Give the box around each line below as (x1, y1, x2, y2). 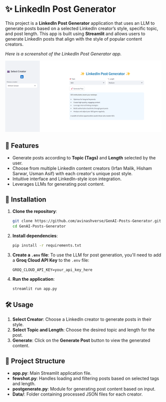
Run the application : (12, 276, 55, 282)
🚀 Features (5, 142, 39, 150)
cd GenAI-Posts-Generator (12, 224, 66, 229)
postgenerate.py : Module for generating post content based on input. (12, 386, 156, 392)
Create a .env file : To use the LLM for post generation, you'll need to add (12, 252, 162, 258)
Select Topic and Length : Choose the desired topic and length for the (12, 327, 155, 333)
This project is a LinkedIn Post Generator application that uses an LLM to (5, 20, 155, 26)
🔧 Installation (5, 195, 47, 203)
